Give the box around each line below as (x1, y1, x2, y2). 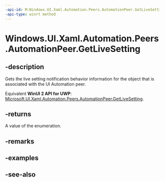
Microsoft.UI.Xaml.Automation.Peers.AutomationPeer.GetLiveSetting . (5, 96, 144, 102)
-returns (5, 110, 31, 118)
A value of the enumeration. (5, 123, 61, 129)
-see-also (5, 170, 36, 179)
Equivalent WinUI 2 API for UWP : (5, 90, 72, 96)
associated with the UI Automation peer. (5, 81, 86, 87)
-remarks (5, 137, 34, 145)
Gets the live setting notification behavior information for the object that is (5, 76, 155, 81)
